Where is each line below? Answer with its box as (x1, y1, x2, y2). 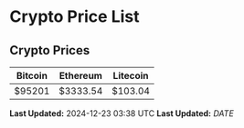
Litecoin (112, 70, 149, 82)
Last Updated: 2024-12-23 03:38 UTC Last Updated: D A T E (9, 108, 235, 119)
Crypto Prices (9, 43, 90, 58)
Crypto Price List (9, 6, 140, 27)
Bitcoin (16, 70, 48, 82)
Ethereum (58, 70, 103, 82)
